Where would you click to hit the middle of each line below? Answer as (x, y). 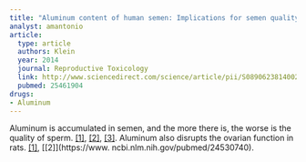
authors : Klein (46, 52)
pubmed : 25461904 (51, 86)
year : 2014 (38, 60)
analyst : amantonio (46, 26)
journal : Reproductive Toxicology (83, 69)
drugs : (22, 94)
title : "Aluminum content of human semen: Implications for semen (138, 18)
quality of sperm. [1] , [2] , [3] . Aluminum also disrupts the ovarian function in (152, 138)
